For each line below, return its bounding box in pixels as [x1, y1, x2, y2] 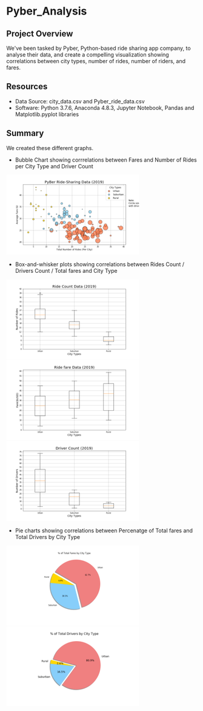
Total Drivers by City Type [15, 533, 81, 540]
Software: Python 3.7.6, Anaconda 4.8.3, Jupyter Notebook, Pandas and [15, 104, 195, 111]
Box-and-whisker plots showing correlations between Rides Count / [15, 260, 185, 268]
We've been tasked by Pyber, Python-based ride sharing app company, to [6, 44, 191, 52]
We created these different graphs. [6, 144, 94, 151]
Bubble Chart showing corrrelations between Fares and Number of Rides [15, 156, 197, 163]
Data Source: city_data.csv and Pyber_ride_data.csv [15, 97, 145, 105]
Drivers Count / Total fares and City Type [15, 267, 118, 274]
